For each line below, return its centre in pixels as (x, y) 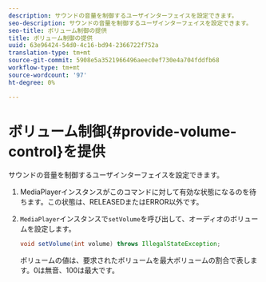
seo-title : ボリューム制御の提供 (58, 30)
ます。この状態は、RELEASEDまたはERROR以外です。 (115, 202)
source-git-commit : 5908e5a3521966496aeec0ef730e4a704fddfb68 (114, 61)
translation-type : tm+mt (50, 53)
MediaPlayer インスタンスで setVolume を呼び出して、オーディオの (125, 219)
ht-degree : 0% (32, 82)
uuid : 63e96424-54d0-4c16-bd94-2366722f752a (83, 46)
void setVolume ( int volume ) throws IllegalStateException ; (120, 244)
